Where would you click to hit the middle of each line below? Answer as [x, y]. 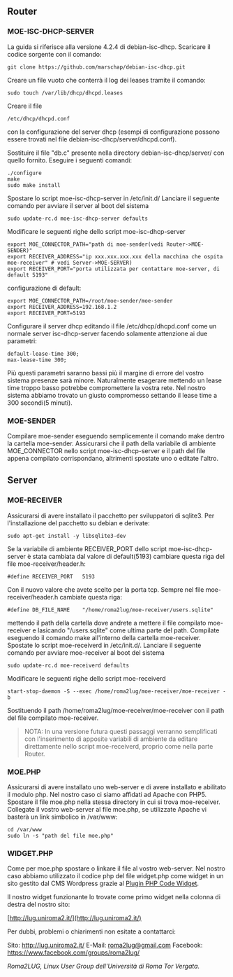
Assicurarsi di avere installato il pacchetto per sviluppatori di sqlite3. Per [111, 515]
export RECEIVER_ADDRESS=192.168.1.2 [62, 307]
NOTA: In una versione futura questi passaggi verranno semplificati [121, 731]
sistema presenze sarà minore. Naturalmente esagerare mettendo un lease [114, 380]
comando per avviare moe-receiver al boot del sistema [86, 652]
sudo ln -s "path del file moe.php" [60, 836]
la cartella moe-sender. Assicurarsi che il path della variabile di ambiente [112, 443]
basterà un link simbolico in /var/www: [62, 817]
